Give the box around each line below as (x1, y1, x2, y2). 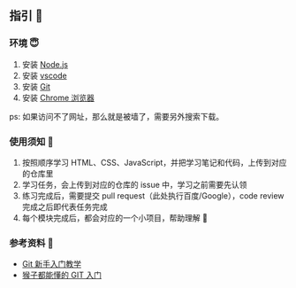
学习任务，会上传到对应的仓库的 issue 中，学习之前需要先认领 (21, 179, 247, 190)
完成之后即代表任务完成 (21, 201, 108, 212)
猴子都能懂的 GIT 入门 (21, 269, 102, 281)
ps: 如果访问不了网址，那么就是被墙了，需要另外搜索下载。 (9, 111, 224, 121)
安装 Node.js (21, 58, 69, 69)
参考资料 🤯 (9, 237, 55, 249)
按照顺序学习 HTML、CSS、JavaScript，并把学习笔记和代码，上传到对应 (21, 157, 287, 167)
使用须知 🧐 (9, 136, 55, 148)
